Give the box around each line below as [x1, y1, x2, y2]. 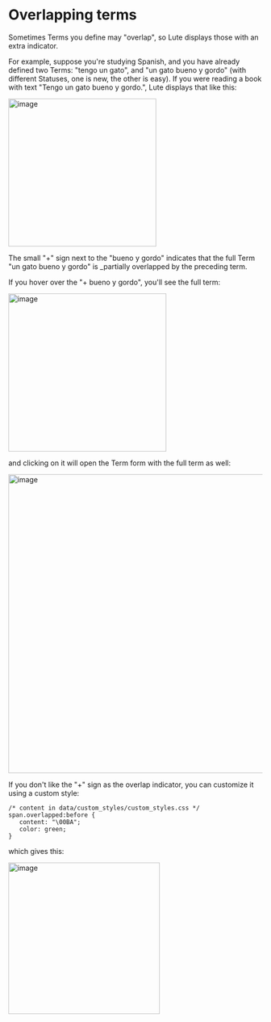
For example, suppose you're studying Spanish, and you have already [8, 57, 240, 66]
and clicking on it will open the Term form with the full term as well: [8, 458, 231, 468]
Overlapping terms [8, 6, 137, 24]
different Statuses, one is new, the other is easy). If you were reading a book [8, 74, 262, 83]
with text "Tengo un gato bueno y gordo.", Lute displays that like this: [8, 82, 237, 92]
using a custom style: [8, 788, 80, 797]
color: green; [19, 825, 67, 833]
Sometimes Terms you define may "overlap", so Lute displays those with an [8, 32, 260, 42]
